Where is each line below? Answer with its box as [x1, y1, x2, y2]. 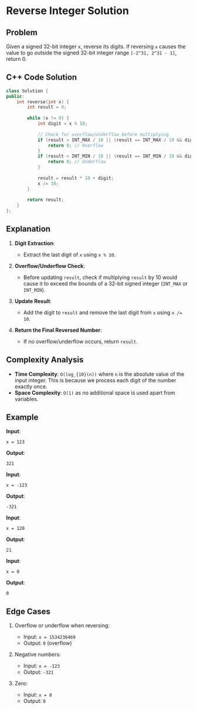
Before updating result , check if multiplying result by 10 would [23, 274, 178, 281]
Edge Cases [6, 606, 51, 616]
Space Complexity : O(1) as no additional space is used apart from [14, 389, 176, 396]
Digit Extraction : [14, 239, 55, 247]
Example [6, 412, 39, 422]
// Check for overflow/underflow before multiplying [37, 131, 169, 137]
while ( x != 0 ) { [27, 115, 69, 121]
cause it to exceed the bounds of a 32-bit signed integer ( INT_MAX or [23, 280, 188, 287]
